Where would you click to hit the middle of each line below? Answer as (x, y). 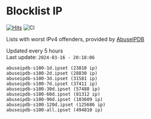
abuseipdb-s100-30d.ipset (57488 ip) (53, 89)
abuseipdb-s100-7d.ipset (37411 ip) (52, 84)
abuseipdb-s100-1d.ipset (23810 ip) (52, 68)
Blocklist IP (34, 11)
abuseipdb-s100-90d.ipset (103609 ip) (55, 99)
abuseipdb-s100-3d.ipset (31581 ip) (52, 78)
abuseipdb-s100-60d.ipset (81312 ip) (53, 94)
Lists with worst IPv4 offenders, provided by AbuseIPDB (75, 39)
